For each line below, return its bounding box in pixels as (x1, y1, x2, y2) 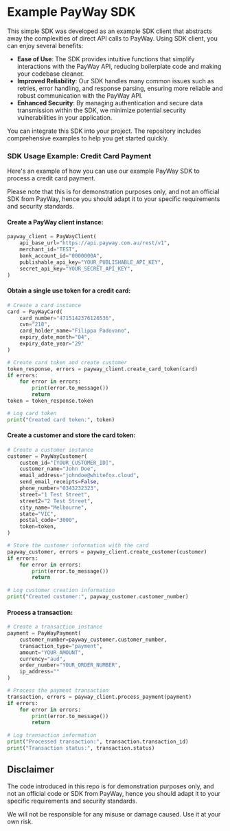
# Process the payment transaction (7, 687, 109, 694)
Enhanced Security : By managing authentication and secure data (16, 98, 203, 107)
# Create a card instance (7, 302, 81, 308)
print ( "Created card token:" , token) (7, 416, 115, 423)
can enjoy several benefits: (7, 41, 84, 50)
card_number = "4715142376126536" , (19, 315, 115, 322)
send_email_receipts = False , (19, 478, 100, 485)
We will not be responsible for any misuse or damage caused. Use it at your (7, 810, 221, 818)
